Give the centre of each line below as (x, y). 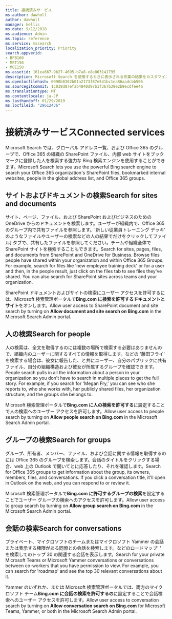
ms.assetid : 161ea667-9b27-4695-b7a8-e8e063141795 (60, 72)
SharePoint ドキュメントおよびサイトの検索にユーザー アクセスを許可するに (85, 293)
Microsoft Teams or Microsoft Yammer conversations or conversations (80, 560)
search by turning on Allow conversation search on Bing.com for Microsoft (85, 606)
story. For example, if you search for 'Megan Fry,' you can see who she (80, 383)
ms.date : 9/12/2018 (26, 29)
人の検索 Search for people (48, 334)
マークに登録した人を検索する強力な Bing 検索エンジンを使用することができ (85, 161)
